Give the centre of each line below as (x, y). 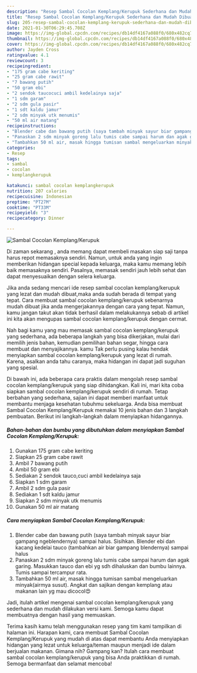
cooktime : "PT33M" (29, 208)
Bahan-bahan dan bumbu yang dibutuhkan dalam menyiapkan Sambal (95, 430)
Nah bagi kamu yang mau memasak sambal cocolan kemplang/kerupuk (93, 330)
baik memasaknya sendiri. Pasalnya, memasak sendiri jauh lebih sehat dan (96, 270)
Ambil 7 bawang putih (41, 463)
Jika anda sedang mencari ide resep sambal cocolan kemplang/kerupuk (93, 288)
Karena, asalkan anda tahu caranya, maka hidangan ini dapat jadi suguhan (96, 361)
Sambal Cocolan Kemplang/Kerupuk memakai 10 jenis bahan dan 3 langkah (98, 410)
